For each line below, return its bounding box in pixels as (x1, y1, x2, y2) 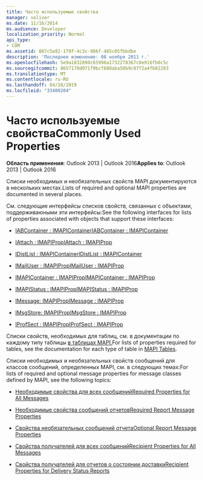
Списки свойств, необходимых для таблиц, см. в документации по (6, 332, 179, 340)
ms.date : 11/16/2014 (6, 20, 59, 26)
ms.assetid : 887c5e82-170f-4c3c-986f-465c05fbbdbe (6, 48, 137, 54)
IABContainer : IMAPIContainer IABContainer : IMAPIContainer (14, 226, 169, 234)
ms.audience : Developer (6, 25, 66, 32)
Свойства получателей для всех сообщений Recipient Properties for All (14, 442, 196, 450)
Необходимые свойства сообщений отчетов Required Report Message (14, 406, 195, 413)
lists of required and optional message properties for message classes (6, 370, 182, 377)
